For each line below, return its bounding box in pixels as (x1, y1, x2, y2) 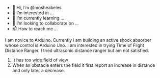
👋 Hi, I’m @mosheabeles (12, 5, 62, 10)
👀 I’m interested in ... (12, 10, 54, 16)
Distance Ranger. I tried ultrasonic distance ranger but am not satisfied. (5, 48, 149, 53)
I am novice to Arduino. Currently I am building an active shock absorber (5, 37, 152, 43)
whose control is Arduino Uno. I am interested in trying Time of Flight (5, 42, 145, 48)
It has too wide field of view (12, 57, 69, 63)
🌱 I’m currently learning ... (12, 15, 65, 21)
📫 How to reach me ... (12, 26, 58, 31)
